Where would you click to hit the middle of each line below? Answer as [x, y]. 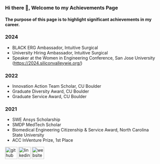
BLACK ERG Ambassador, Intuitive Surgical [55, 48]
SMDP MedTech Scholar [37, 125]
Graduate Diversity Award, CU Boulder [51, 91]
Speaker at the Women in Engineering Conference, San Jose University [84, 58]
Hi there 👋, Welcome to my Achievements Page [62, 8]
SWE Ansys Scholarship [36, 120]
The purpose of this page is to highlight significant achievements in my [78, 19]
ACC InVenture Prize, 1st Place [43, 140]
